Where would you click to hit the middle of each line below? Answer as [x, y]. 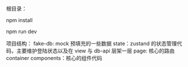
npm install [19, 20]
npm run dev [22, 31]
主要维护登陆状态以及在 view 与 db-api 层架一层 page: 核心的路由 [95, 51]
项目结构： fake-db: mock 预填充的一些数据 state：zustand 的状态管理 [92, 43]
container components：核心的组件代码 [54, 58]
